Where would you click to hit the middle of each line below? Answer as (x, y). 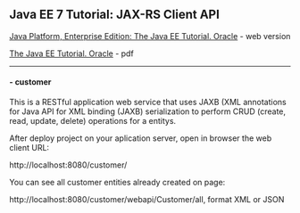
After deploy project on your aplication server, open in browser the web (141, 138)
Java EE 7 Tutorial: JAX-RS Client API (115, 15)
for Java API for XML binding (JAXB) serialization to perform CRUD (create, (148, 111)
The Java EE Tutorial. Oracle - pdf (71, 53)
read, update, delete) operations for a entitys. (93, 121)
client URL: (29, 148)
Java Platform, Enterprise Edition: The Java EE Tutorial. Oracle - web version (150, 36)
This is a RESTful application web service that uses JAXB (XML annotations (148, 102)
